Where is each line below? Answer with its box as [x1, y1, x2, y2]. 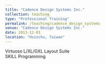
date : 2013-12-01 [5, 30, 41, 35]
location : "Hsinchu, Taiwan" [5, 35, 65, 40]
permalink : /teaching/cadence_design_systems [5, 21, 100, 26]
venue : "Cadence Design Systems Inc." [5, 26, 85, 31]
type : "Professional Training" [5, 16, 70, 21]
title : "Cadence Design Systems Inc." [5, 7, 85, 12]
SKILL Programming [5, 53, 46, 59]
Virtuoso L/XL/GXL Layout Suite [5, 48, 70, 54]
